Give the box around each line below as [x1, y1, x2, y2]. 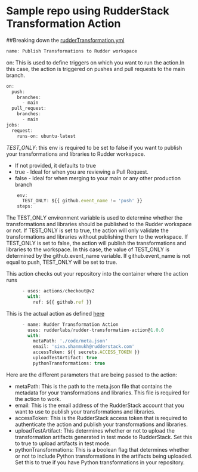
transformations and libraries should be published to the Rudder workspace [6, 221, 192, 228]
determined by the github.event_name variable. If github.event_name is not [6, 252, 190, 260]
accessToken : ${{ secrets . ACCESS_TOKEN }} [32, 349, 140, 356]
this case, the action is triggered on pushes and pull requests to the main [6, 65, 185, 72]
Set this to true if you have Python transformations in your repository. [14, 458, 185, 466]
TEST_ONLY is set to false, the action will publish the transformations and [6, 240, 187, 247]
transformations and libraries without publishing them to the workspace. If [6, 233, 188, 240]
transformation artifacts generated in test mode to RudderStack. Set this [14, 433, 193, 440]
